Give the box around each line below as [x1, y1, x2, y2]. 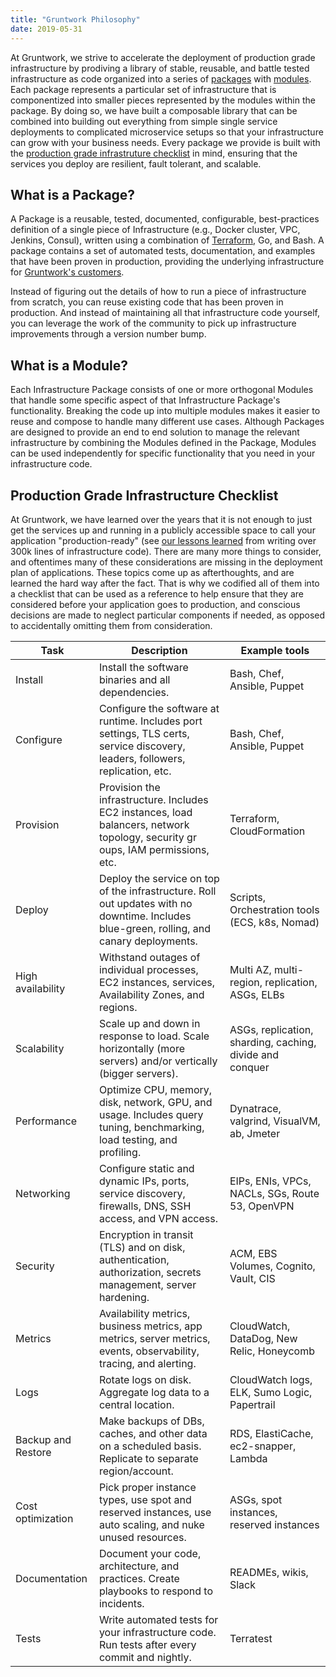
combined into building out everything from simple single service [10, 115, 278, 127]
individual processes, [98, 962, 199, 976]
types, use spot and [98, 1492, 192, 1506]
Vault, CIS [229, 1271, 276, 1285]
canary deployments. [98, 934, 198, 948]
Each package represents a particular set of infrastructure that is [10, 83, 277, 95]
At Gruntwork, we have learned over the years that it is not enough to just [10, 513, 313, 525]
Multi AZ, [229, 962, 272, 976]
